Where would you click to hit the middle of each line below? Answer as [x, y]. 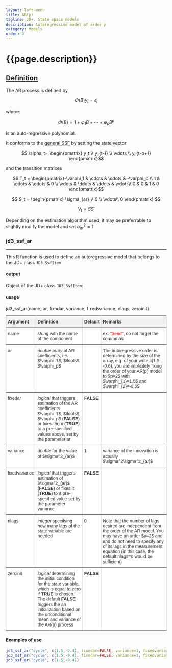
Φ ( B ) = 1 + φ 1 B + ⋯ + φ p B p [86, 122]
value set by [68, 499]
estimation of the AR [58, 403]
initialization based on [59, 609]
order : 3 [15, 34]
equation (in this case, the [128, 552]
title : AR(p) [20, 15]
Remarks [112, 322]
